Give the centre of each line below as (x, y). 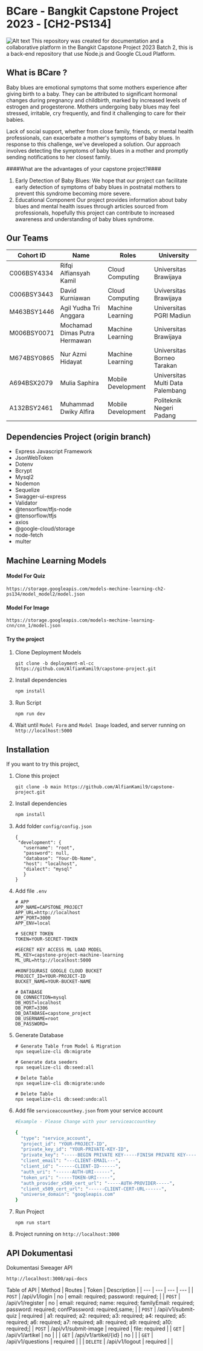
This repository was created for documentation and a (98, 41)
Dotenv (24, 464)
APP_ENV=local (33, 923)
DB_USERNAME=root (37, 1018)
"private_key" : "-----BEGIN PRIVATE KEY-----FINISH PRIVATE (98, 1155)
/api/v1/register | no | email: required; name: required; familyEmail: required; (100, 1303)
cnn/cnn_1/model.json (34, 626)
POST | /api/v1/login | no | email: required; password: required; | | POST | (93, 1296)
